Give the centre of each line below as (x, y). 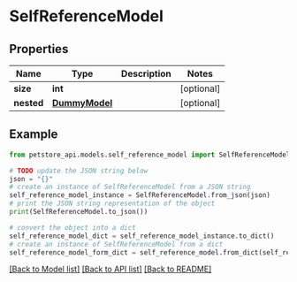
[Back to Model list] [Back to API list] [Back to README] (110, 269)
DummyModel (82, 103)
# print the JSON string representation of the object (112, 204)
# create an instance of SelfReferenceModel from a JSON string (130, 187)
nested (29, 103)
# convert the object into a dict (73, 227)
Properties (39, 49)
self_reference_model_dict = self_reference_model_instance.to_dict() (142, 236)
